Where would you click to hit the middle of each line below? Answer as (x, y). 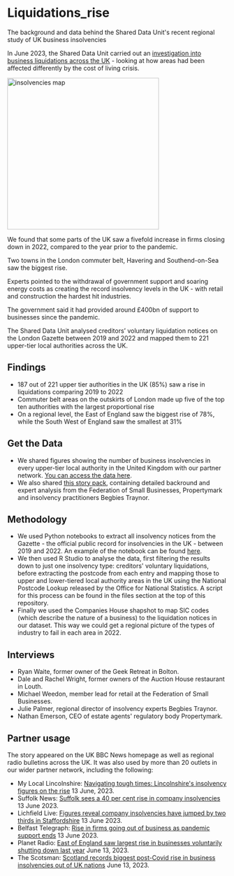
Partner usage (39, 738)
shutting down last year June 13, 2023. (73, 850)
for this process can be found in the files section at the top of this (111, 596)
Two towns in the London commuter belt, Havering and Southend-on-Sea (113, 260)
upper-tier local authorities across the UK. (67, 345)
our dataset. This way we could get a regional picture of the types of (116, 625)
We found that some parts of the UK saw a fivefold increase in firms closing (116, 239)
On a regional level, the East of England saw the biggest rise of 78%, (116, 414)
